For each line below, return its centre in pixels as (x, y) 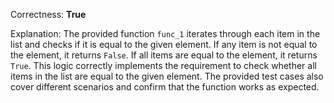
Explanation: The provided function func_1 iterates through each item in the (165, 33)
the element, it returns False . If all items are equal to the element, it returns (164, 55)
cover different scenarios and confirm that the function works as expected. (165, 87)
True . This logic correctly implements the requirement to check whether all (163, 65)
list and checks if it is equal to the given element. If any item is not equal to (164, 44)
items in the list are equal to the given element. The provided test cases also (167, 76)
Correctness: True (48, 14)
